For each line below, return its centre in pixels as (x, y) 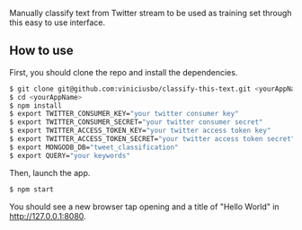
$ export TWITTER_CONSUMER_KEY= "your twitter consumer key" (124, 114)
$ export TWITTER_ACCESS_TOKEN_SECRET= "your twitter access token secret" (152, 139)
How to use (41, 51)
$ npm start (31, 189)
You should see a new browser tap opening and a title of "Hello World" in (145, 207)
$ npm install (36, 106)
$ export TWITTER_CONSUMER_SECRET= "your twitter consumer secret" (136, 122)
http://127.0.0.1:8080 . (48, 216)
